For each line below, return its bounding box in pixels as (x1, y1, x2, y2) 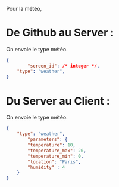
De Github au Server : (6, 26, 114, 39)
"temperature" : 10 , (27, 142, 76, 148)
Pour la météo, (6, 5, 42, 12)
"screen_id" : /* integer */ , (27, 63, 100, 69)
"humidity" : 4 (27, 164, 65, 170)
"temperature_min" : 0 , (27, 153, 84, 159)
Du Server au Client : (6, 94, 110, 108)
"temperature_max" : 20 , (27, 148, 86, 154)
